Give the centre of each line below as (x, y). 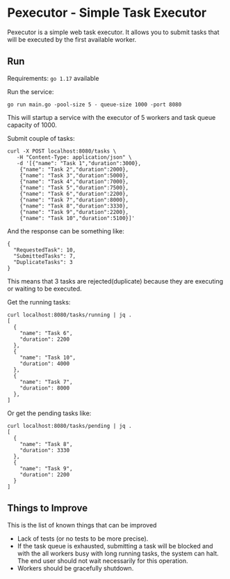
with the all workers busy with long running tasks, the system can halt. (118, 553)
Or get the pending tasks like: (49, 413)
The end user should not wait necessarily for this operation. (103, 561)
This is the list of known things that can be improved (82, 525)
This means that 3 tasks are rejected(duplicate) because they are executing (115, 281)
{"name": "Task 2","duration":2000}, (74, 169)
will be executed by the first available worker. (72, 39)
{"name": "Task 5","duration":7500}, (74, 187)
